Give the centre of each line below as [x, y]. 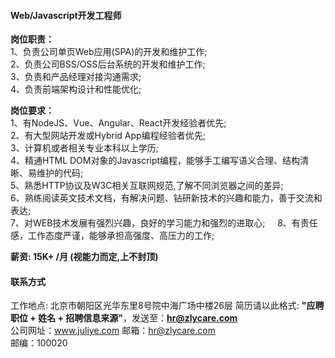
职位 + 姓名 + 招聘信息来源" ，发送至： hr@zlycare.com [124, 318]
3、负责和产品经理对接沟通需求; [76, 77]
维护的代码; [60, 173]
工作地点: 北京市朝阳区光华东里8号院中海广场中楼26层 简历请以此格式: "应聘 [167, 306]
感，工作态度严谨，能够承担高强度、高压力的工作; [112, 236]
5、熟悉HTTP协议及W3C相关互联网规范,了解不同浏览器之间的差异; [147, 186]
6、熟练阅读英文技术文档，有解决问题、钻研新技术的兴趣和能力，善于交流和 [166, 198]
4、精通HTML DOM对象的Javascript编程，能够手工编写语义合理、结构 [155, 161]
